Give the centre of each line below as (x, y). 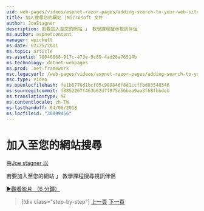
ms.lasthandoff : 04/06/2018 (42, 108)
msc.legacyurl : (25, 74)
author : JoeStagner (31, 23)
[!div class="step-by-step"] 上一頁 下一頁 (73, 202)
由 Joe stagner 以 (27, 163)
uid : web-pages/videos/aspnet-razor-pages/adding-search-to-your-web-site (103, 12)
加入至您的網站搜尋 (54, 145)
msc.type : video (27, 79)
